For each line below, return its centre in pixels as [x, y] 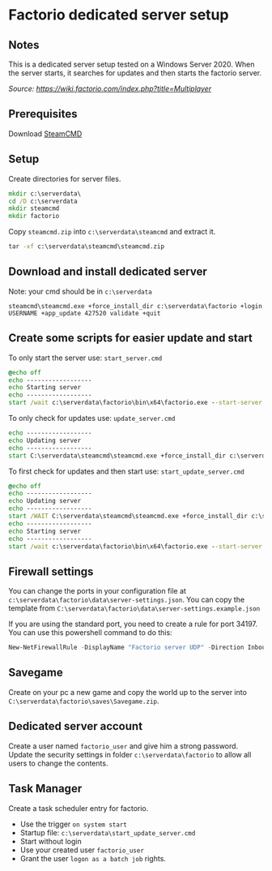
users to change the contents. [58, 763]
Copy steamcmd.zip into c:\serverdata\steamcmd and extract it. [112, 232]
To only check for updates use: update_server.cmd [92, 418]
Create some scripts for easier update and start [130, 338]
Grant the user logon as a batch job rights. [93, 858]
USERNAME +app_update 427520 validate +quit [85, 313]
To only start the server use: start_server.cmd [85, 358]
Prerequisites [43, 114]
